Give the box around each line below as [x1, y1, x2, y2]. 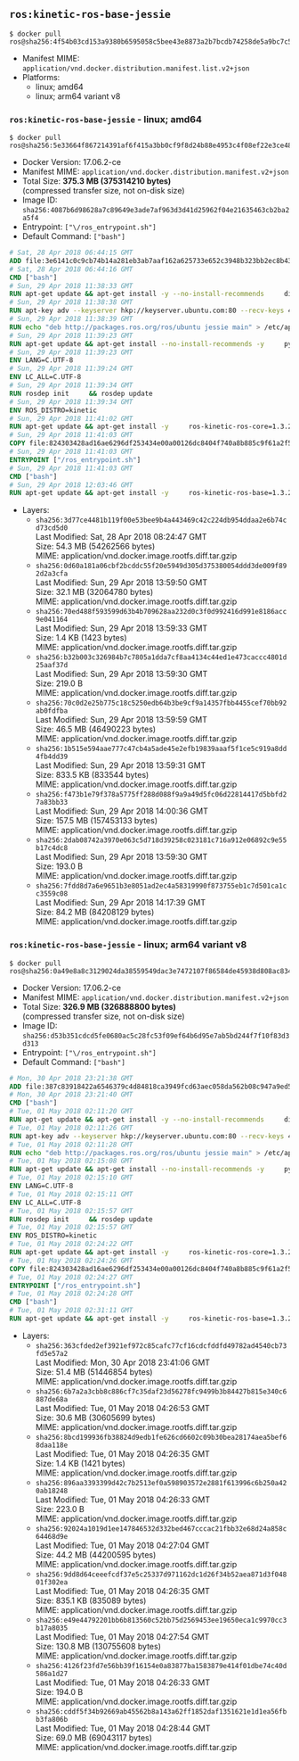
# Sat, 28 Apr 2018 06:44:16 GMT [9, 264, 133, 274]
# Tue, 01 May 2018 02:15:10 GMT [9, 1173, 133, 1182]
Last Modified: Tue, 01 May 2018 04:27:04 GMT [35, 1540, 211, 1550]
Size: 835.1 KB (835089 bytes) [35, 1595, 147, 1606]
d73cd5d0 [35, 524, 69, 533]
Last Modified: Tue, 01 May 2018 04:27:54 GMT [35, 1631, 210, 1641]
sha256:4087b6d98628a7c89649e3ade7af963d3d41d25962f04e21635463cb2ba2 [21, 206, 290, 215]
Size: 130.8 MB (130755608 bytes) [35, 1641, 162, 1651]
